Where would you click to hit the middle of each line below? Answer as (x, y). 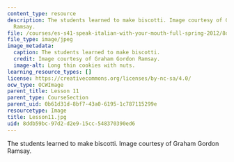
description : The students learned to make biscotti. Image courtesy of (115, 20)
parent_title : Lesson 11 (43, 91)
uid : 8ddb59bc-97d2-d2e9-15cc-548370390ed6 (71, 123)
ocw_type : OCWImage (36, 85)
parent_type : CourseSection (48, 98)
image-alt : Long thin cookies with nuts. (75, 65)
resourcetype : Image (37, 111)
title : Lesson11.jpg (37, 117)
